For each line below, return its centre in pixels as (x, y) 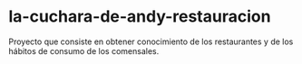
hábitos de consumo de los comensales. (84, 50)
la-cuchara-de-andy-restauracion (140, 17)
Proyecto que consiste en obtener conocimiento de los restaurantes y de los (151, 41)
